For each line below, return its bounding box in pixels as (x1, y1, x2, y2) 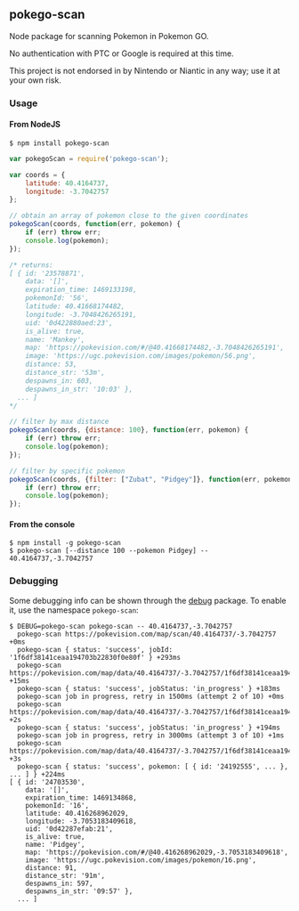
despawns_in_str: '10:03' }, (25, 385, 133, 394)
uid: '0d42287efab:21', (25, 824, 114, 834)
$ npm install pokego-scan (9, 138, 109, 148)
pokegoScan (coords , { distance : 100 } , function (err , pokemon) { (9, 426, 249, 435)
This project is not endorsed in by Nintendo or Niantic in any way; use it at (9, 65, 280, 76)
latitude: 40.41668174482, (25, 302, 125, 311)
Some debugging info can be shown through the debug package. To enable (9, 595, 287, 606)
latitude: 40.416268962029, (25, 809, 129, 817)
